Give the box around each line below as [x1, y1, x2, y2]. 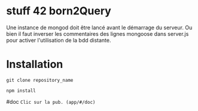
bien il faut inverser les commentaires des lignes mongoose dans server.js [6, 30, 189, 37]
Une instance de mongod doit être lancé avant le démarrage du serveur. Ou [6, 24, 193, 31]
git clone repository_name [6, 77, 74, 83]
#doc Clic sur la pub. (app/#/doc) [6, 98, 96, 105]
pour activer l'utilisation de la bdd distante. [6, 36, 111, 44]
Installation [6, 58, 63, 71]
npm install [6, 88, 36, 94]
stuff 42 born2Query [6, 4, 112, 18]
